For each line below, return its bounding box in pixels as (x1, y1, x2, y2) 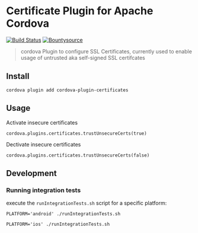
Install (6, 71, 30, 81)
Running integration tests (6, 186, 81, 194)
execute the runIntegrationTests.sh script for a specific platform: (6, 200, 167, 207)
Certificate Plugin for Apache (6, 4, 154, 18)
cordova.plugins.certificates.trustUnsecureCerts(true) (6, 130, 147, 136)
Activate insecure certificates (6, 119, 78, 126)
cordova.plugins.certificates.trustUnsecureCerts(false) (6, 152, 150, 158)
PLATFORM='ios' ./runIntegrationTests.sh (6, 221, 110, 228)
